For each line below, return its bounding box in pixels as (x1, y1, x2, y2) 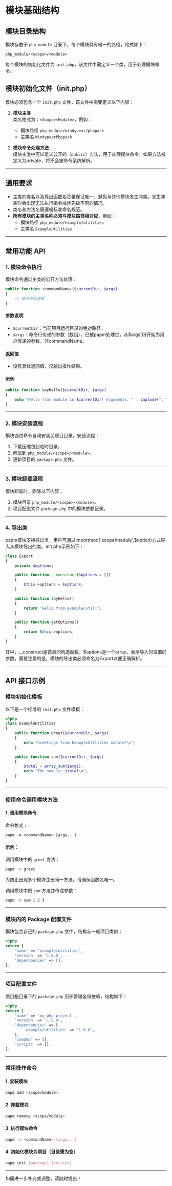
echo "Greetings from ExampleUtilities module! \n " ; (24, 740, 137, 745)
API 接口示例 (5, 677, 46, 685)
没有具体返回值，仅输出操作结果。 (12, 363, 85, 369)
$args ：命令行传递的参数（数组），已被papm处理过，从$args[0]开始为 (12, 331, 160, 338)
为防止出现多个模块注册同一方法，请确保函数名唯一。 (5, 877, 118, 883)
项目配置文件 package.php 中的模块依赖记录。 (12, 505, 109, 511)
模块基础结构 (5, 5, 60, 16)
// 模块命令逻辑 (14, 296, 45, 302)
